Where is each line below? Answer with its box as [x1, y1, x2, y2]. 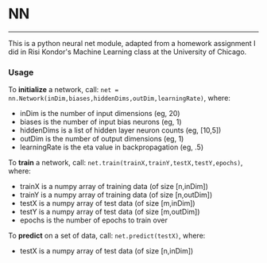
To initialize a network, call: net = [8, 85, 119, 95]
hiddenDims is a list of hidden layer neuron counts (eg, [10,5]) [19, 126, 222, 135]
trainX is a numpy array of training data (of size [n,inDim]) [19, 182, 209, 191]
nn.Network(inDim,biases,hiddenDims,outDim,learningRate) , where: [8, 93, 230, 103]
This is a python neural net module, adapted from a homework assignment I [8, 38, 256, 48]
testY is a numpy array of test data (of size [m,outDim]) [19, 207, 200, 217]
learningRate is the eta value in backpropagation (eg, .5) [19, 142, 204, 152]
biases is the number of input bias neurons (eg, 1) [19, 117, 182, 127]
